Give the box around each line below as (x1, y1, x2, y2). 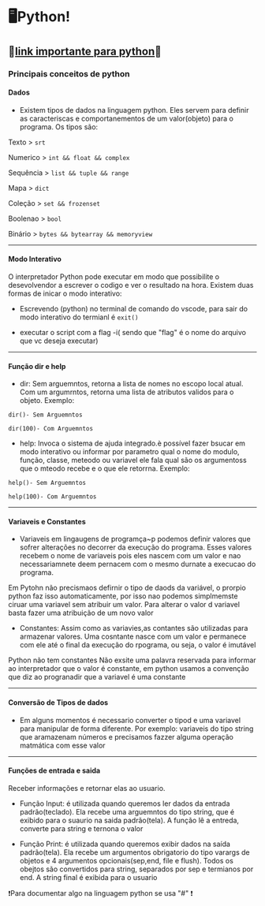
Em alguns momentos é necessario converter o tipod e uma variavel (19, 715, 241, 725)
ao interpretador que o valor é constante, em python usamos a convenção (8, 664, 250, 673)
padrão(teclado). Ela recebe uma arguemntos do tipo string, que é (19, 807, 235, 816)
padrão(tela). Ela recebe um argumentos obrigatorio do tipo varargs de (19, 847, 250, 857)
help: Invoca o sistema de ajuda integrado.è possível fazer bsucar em (19, 438, 246, 448)
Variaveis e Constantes (8, 516, 86, 526)
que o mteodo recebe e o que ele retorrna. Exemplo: (19, 464, 190, 473)
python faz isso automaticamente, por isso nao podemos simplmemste (8, 591, 238, 601)
